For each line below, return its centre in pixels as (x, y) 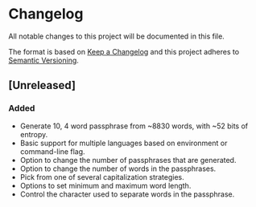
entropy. (34, 134)
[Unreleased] (42, 85)
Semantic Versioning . (43, 60)
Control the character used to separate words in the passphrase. (127, 194)
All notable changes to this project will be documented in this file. (117, 36)
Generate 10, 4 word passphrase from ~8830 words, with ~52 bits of (134, 126)
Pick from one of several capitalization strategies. (102, 177)
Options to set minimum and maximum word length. (105, 185)
